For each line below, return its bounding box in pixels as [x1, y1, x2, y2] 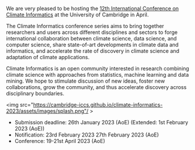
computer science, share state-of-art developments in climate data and [6, 41, 179, 48]
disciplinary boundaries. [6, 90, 65, 97]
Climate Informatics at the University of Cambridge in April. [6, 11, 149, 18]
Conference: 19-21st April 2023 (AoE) [14, 138, 106, 144]
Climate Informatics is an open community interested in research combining [6, 65, 190, 72]
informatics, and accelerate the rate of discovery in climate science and [6, 47, 180, 54]
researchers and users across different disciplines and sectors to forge [6, 29, 178, 36]
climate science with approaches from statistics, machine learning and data [6, 71, 189, 78]
